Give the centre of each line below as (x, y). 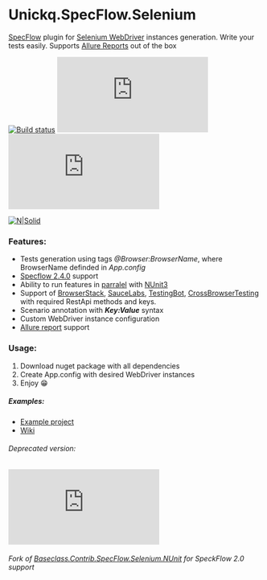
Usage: (23, 348)
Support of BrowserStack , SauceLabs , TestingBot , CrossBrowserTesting (139, 293)
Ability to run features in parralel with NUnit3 (94, 285)
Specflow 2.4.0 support (59, 276)
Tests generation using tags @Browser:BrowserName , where (121, 259)
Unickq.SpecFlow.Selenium (102, 15)
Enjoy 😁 (34, 383)
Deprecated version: (42, 449)
